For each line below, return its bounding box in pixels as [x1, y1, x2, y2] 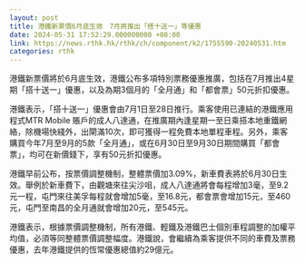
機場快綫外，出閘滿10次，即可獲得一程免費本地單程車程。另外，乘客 [33, 126, 289, 137]
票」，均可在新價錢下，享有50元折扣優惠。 [9, 149, 167, 160]
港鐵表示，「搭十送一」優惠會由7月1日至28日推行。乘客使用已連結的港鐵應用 [9, 103, 293, 114]
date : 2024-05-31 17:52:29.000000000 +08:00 [9, 30, 181, 39]
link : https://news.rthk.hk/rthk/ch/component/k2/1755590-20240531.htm [9, 38, 286, 48]
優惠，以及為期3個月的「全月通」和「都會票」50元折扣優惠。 [64, 84, 295, 95]
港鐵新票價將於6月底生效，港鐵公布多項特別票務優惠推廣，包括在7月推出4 [9, 73, 287, 84]
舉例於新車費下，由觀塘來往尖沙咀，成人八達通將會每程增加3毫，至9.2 [25, 180, 289, 190]
